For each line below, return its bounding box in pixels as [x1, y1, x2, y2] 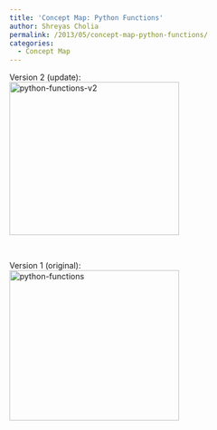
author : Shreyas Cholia [9, 22, 99, 31]
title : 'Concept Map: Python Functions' [9, 13, 165, 23]
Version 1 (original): [9, 260, 81, 271]
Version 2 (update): [9, 72, 81, 83]
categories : [9, 38, 54, 48]
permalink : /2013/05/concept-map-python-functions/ [9, 30, 208, 39]
